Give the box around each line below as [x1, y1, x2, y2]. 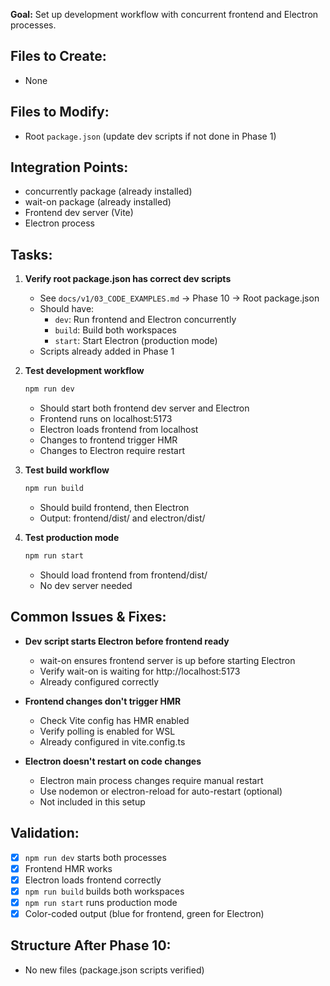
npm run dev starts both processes [24, 851, 167, 863]
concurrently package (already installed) [24, 185, 193, 198]
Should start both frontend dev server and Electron [39, 402, 250, 414]
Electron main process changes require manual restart [39, 774, 264, 786]
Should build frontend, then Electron [39, 502, 190, 513]
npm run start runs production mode [24, 896, 178, 908]
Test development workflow [24, 365, 145, 377]
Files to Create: [10, 48, 107, 65]
